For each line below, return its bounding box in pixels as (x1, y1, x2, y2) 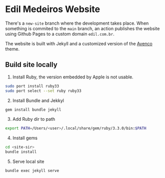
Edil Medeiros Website (5, 4, 100, 15)
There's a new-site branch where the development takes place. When (5, 20, 149, 26)
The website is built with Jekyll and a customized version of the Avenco (5, 40, 152, 46)
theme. (5, 46, 20, 52)
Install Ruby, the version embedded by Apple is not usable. (12, 74, 133, 80)
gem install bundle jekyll (5, 107, 61, 112)
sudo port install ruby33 (5, 83, 59, 88)
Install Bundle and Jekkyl (12, 97, 64, 104)
